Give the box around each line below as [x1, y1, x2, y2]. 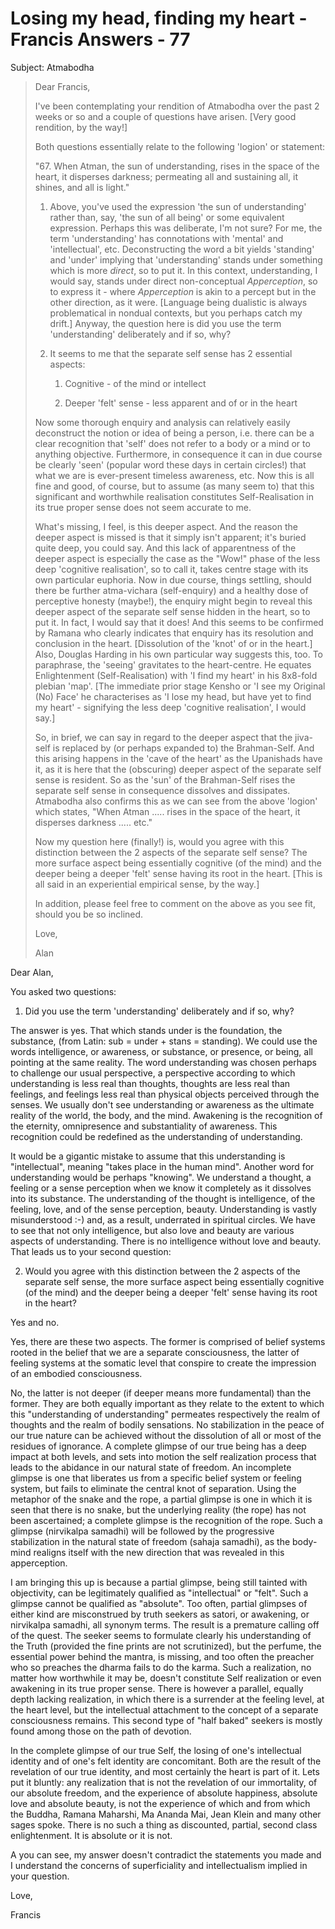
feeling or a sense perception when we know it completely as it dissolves [10, 1182, 312, 1194]
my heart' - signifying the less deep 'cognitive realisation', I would [34, 701, 307, 713]
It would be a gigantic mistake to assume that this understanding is [10, 1150, 286, 1162]
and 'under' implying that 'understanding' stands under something [49, 253, 323, 266]
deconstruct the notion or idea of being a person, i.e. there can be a [34, 427, 315, 439]
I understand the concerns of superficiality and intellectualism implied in [10, 1859, 308, 1871]
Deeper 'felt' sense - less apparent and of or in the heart [64, 397, 298, 409]
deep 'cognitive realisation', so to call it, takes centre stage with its [34, 563, 309, 575]
